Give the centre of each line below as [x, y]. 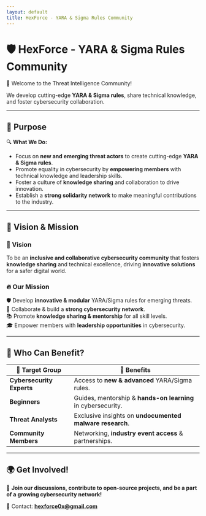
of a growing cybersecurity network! [54, 494]
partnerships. [93, 441]
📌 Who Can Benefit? [45, 352]
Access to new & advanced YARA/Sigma [133, 380]
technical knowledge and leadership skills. [69, 176]
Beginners [25, 402]
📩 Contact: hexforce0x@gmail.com [52, 506]
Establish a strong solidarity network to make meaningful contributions [106, 195]
